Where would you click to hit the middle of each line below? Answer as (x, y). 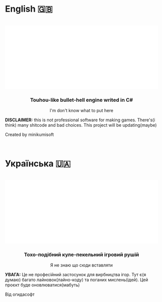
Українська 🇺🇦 (38, 164)
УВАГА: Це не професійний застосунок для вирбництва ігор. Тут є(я (76, 274)
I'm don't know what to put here (81, 110)
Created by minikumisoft (30, 134)
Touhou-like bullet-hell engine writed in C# (81, 100)
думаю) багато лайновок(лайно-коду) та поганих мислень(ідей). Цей (77, 280)
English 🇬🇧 (29, 9)
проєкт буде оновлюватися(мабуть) (42, 285)
